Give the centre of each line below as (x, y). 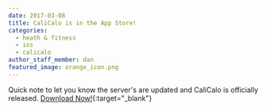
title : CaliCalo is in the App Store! (72, 23)
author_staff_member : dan (51, 60)
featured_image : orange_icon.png (64, 67)
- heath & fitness (46, 38)
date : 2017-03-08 (37, 15)
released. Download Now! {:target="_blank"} (80, 98)
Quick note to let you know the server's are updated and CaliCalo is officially (133, 90)
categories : (28, 30)
